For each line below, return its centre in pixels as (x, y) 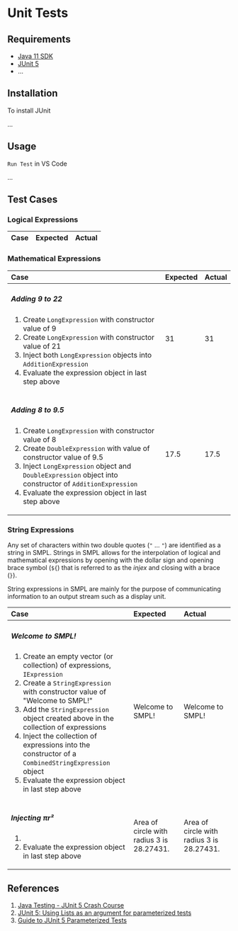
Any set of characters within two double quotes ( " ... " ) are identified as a (114, 545)
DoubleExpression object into (70, 474)
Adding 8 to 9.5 (38, 410)
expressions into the (57, 745)
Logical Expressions (43, 219)
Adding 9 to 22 (36, 299)
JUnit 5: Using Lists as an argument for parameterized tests (104, 913)
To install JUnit (29, 110)
